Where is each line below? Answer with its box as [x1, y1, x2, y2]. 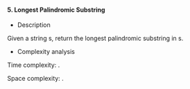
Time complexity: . [7, 61, 60, 69]
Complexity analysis [17, 48, 75, 56]
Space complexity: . [7, 75, 64, 83]
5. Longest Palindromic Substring [7, 6, 105, 14]
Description [17, 21, 51, 29]
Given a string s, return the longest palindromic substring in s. [7, 34, 184, 43]
